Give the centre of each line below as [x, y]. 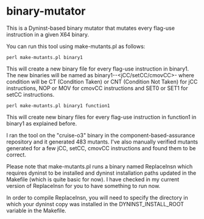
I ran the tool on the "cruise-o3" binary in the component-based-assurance [101, 135]
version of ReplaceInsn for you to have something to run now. [83, 186]
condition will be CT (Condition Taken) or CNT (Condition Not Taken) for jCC [102, 82]
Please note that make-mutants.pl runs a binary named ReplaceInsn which [100, 166]
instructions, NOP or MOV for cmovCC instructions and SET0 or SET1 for [97, 88]
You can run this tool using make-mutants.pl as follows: [76, 46]
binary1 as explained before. [42, 123]
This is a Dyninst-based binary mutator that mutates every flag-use [91, 28]
